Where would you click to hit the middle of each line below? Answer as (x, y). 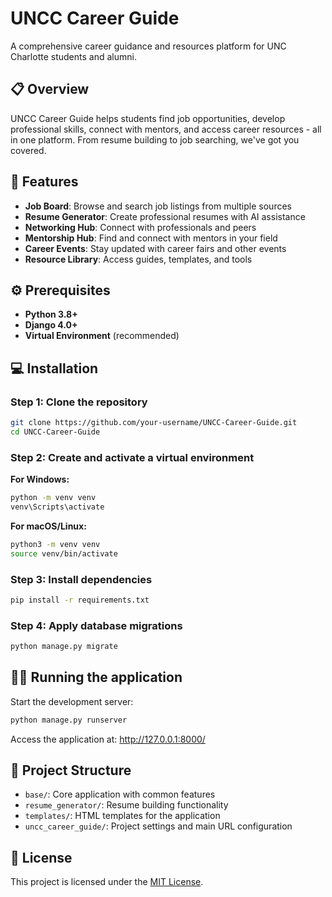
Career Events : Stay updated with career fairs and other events (155, 248)
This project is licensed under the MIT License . (107, 882)
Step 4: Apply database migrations (96, 625)
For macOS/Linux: (48, 526)
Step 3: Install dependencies (81, 579)
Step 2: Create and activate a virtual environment (132, 457)
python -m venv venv (53, 498)
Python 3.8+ (51, 314)
